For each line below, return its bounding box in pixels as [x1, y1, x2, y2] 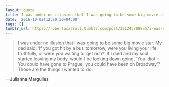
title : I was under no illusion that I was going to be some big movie [5, 12, 158, 17]
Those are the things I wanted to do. [17, 66, 93, 73]
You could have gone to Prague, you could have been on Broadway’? [17, 61, 161, 67]
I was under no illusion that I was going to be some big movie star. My [17, 40, 162, 46]
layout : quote [5, 7, 35, 13]
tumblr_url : [5, 26, 30, 31]
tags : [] [5, 21, 24, 27]
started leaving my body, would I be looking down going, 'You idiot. [17, 56, 157, 62]
